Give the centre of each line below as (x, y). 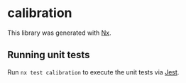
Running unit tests (49, 55)
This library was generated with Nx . (59, 33)
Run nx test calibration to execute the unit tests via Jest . (93, 72)
